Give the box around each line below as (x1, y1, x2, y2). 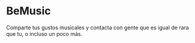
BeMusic (6, 4, 51, 18)
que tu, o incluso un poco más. (6, 30, 83, 37)
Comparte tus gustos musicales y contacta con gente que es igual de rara (6, 24, 189, 31)
